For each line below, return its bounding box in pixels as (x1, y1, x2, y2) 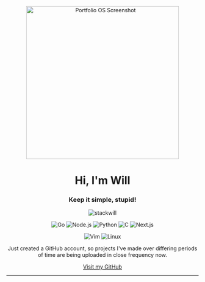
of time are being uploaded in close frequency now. (37, 251, 168, 259)
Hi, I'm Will (74, 174, 131, 188)
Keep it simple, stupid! (68, 196, 137, 204)
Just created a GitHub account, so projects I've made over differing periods (7, 245, 198, 252)
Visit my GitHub (83, 263, 122, 270)
